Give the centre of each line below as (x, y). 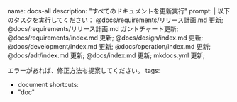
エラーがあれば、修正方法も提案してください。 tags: (84, 70)
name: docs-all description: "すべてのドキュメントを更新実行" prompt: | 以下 (119, 11)
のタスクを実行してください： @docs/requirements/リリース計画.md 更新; (115, 20)
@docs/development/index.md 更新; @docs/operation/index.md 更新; (109, 46)
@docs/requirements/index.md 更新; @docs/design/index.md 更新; (105, 38)
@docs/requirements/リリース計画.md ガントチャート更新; (93, 29)
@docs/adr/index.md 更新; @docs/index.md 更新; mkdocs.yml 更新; (106, 55)
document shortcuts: (48, 85)
